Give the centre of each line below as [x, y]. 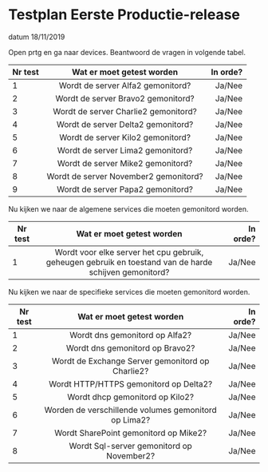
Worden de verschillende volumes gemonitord [130, 410]
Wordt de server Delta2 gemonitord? [125, 124]
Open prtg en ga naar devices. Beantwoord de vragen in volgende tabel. [127, 52]
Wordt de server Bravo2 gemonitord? [125, 98]
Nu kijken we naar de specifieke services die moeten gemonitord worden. [129, 292]
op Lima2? [131, 419]
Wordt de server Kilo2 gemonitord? [125, 137]
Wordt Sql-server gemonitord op [131, 446]
